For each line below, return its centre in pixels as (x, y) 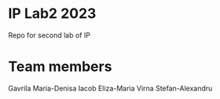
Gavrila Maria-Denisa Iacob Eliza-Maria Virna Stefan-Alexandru (110, 88)
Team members (60, 67)
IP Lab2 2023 (52, 14)
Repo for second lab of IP (49, 35)
